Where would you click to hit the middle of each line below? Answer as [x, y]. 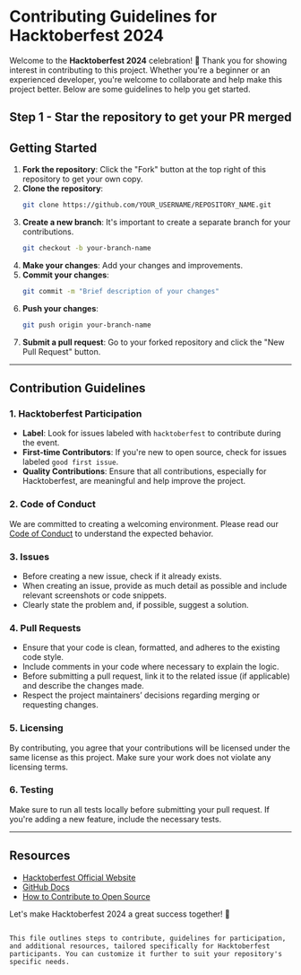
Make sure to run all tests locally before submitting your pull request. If [140, 809]
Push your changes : [60, 308]
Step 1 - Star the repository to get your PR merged [150, 117]
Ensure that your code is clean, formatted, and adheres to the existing [151, 647]
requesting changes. [60, 705]
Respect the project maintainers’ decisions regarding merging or [141, 695]
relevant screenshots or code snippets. [95, 595]
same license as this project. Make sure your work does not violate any [140, 757]
